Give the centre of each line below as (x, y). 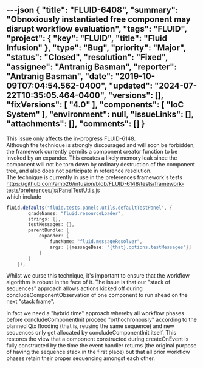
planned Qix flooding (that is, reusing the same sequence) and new (90, 326)
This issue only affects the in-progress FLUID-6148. (71, 138)
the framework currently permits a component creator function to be (92, 151)
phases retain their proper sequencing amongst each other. (81, 358)
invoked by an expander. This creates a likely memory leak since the (92, 158)
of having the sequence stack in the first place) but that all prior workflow (98, 352)
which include (24, 196)
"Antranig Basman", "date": (60, 76)
